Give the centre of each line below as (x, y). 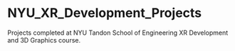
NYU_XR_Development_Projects (105, 13)
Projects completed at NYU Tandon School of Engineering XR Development (118, 33)
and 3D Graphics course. (44, 40)
